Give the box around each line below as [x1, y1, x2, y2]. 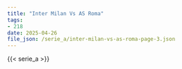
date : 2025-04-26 [7, 29, 58, 37]
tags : [7, 17, 23, 23]
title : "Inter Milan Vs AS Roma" [7, 10, 104, 17]
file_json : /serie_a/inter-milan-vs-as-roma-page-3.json [7, 36, 176, 43]
